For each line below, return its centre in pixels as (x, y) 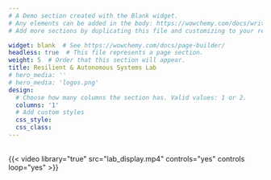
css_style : (34, 120)
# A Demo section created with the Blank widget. (94, 16)
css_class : (34, 128)
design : (21, 90)
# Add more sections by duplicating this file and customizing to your (131, 31)
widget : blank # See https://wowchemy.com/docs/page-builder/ (117, 45)
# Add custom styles (50, 112)
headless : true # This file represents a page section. (106, 53)
